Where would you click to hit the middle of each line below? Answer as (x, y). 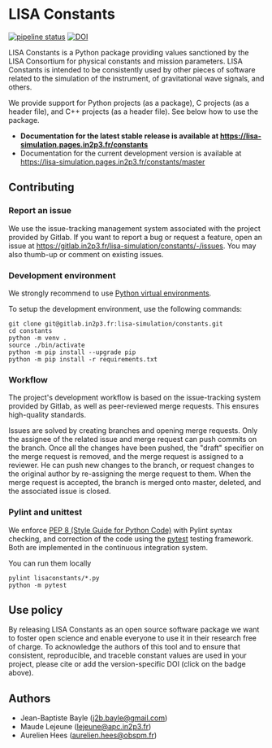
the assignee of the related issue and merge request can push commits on (133, 440)
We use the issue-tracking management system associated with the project (135, 228)
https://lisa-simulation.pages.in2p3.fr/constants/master (112, 162)
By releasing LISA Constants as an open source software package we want (134, 630)
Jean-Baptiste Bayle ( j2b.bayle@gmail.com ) (94, 718)
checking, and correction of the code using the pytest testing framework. (131, 539)
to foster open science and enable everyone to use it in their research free (133, 638)
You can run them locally (50, 563)
